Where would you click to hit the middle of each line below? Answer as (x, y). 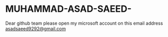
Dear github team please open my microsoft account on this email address (84, 23)
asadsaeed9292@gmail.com (35, 28)
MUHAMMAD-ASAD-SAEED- (69, 9)
